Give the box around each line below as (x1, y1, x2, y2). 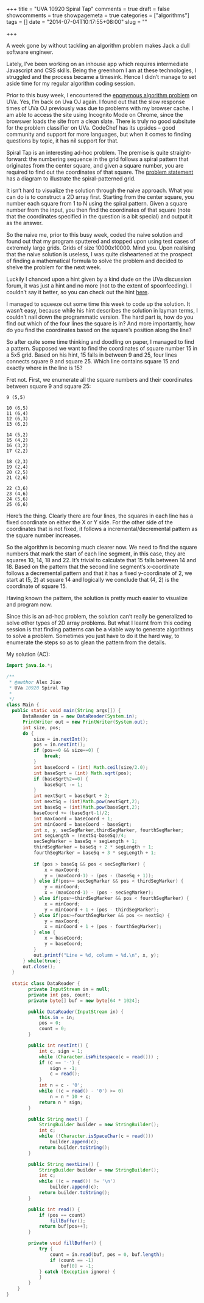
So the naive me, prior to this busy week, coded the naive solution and (6, 231, 183, 238)
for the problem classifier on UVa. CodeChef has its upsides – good (6, 124, 175, 131)
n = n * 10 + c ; (49, 1093, 91, 1100)
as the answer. (6, 220, 43, 226)
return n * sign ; (38, 1099, 83, 1105)
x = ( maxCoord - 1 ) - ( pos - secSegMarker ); (44, 889, 154, 896)
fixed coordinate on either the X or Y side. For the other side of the (6, 519, 174, 525)
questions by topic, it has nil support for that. (6, 137, 119, 144)
